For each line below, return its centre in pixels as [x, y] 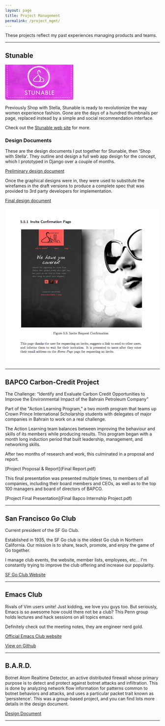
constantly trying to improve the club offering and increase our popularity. [80, 565]
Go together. [18, 550]
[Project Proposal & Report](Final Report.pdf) [51, 469]
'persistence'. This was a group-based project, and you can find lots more [80, 698]
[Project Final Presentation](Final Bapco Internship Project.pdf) [69, 498]
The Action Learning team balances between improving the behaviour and [80, 429]
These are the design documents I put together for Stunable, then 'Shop [78, 151]
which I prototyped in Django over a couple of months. [60, 162]
